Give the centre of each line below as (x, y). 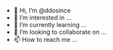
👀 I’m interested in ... (42, 18)
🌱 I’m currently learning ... (50, 25)
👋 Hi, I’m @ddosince (42, 10)
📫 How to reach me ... (45, 40)
